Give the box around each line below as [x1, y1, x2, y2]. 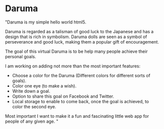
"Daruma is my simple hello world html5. [5, 19, 87, 25]
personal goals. [5, 53, 37, 59]
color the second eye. [12, 104, 56, 109]
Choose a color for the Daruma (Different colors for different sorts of [12, 72, 151, 78]
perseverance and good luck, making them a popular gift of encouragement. [5, 39, 159, 44]
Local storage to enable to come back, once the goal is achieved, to [12, 98, 149, 104]
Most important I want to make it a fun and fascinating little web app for [5, 113, 149, 119]
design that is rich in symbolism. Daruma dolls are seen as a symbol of [5, 34, 147, 40]
